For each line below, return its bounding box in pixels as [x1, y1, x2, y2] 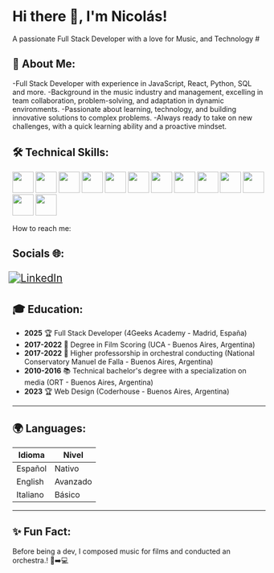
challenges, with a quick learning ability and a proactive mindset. [12, 121, 227, 131]
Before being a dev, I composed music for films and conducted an [12, 546, 231, 556]
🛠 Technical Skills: [12, 146, 109, 159]
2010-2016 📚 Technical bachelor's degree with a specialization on [23, 366, 247, 376]
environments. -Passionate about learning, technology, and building [12, 104, 237, 113]
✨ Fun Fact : [12, 525, 72, 538]
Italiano [16, 489, 44, 500]
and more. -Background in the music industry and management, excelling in [12, 87, 264, 97]
